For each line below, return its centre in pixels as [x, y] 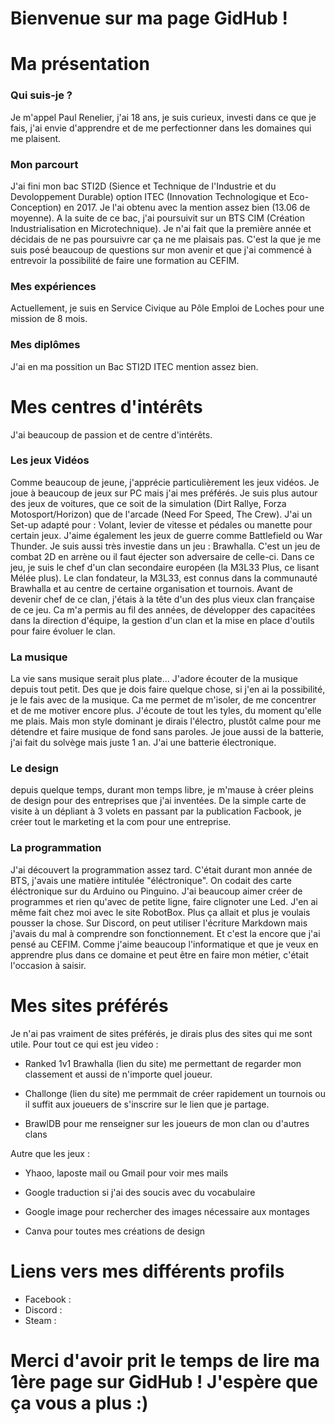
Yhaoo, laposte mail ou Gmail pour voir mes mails [126, 1173]
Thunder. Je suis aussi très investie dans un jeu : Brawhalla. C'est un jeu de [165, 546]
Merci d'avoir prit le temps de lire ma [165, 1360]
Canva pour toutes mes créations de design [115, 1231]
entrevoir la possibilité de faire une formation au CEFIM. [125, 260]
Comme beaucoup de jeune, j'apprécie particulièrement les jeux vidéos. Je [165, 482]
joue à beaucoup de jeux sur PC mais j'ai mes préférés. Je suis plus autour [164, 493]
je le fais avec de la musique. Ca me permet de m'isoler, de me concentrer [163, 700]
